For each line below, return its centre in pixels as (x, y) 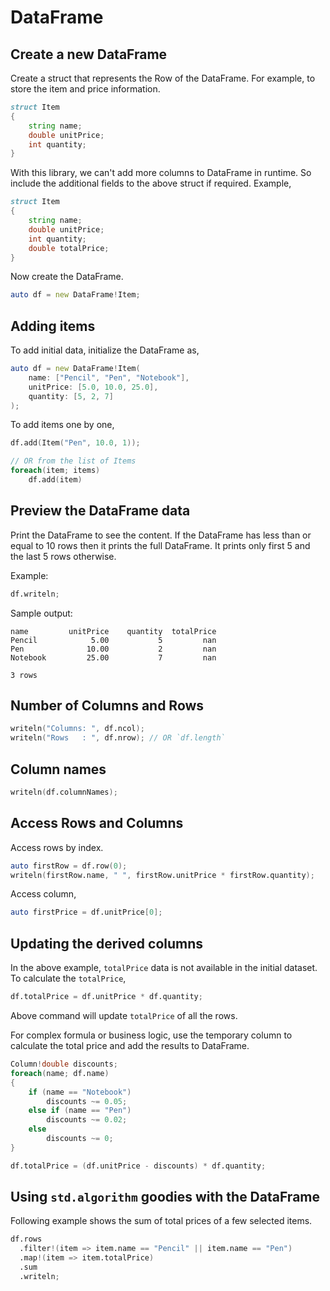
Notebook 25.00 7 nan (113, 657)
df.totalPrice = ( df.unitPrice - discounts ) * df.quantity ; (138, 1166)
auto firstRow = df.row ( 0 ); (69, 866)
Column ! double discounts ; (64, 1064)
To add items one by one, (62, 425)
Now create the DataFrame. (67, 277)
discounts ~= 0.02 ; (87, 1120)
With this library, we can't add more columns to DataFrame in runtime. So (161, 173)
